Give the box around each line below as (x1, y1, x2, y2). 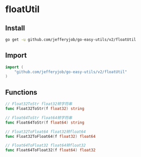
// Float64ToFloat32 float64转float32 (5, 143, 86, 148)
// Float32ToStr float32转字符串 (5, 101, 73, 107)
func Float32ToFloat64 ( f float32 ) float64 (5, 134, 96, 139)
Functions (5, 88, 38, 97)
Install (5, 24, 25, 32)
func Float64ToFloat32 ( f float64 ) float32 (5, 148, 96, 153)
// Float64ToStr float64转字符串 (5, 115, 73, 120)
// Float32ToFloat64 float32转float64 (5, 129, 86, 134)
